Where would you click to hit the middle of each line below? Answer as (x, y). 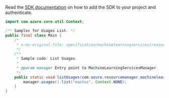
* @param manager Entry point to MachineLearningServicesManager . (87, 68)
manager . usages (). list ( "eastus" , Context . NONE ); (75, 82)
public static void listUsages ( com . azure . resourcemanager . (77, 77)
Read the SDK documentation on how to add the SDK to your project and (80, 7)
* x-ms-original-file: (40, 44)
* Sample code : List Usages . (47, 59)
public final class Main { (33, 35)
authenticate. (19, 12)
